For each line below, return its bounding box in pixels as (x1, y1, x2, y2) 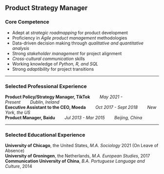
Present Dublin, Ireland (5, 99, 60, 105)
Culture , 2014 (5, 163, 33, 169)
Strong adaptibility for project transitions (12, 66, 94, 72)
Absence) (5, 148, 25, 153)
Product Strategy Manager (5, 4, 88, 12)
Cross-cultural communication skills (12, 56, 85, 62)
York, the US (5, 109, 31, 115)
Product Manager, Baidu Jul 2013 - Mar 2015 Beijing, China (5, 114, 143, 120)
